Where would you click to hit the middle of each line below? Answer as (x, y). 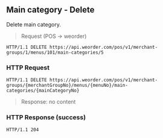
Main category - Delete (50, 10)
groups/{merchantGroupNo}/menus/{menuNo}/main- (67, 86)
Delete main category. (34, 24)
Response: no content (48, 102)
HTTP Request (28, 67)
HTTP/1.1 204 (23, 130)
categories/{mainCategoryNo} (43, 91)
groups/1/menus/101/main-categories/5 (55, 52)
